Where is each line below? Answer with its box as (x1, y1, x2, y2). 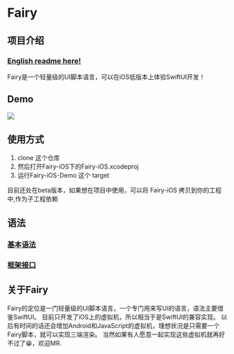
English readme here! (7, 56, 82, 66)
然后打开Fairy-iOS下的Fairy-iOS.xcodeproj (17, 162, 139, 171)
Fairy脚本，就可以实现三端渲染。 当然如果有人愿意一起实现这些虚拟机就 (7, 330, 213, 339)
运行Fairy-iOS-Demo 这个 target (17, 171, 110, 179)
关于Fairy (7, 284, 49, 296)
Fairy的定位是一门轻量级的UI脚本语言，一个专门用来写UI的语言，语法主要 (7, 304, 218, 312)
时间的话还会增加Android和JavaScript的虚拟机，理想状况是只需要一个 (19, 321, 220, 330)
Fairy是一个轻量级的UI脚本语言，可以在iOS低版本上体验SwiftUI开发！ (7, 72, 206, 81)
